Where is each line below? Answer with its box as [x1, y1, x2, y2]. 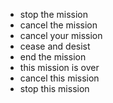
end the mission [19, 51, 87, 63]
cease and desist [19, 40, 91, 52]
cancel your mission [19, 30, 103, 41]
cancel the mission [19, 19, 98, 31]
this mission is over [19, 62, 100, 73]
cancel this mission [19, 72, 100, 84]
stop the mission [19, 9, 88, 20]
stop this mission [19, 83, 90, 94]
